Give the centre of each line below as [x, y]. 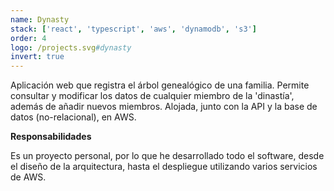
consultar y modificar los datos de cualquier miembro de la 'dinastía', [152, 96]
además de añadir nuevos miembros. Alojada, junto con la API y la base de [164, 107]
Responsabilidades [51, 137]
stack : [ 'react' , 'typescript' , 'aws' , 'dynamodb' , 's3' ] [133, 29]
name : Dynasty [40, 19]
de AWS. [28, 177]
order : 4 [28, 38]
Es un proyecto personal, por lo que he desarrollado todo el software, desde [167, 156]
